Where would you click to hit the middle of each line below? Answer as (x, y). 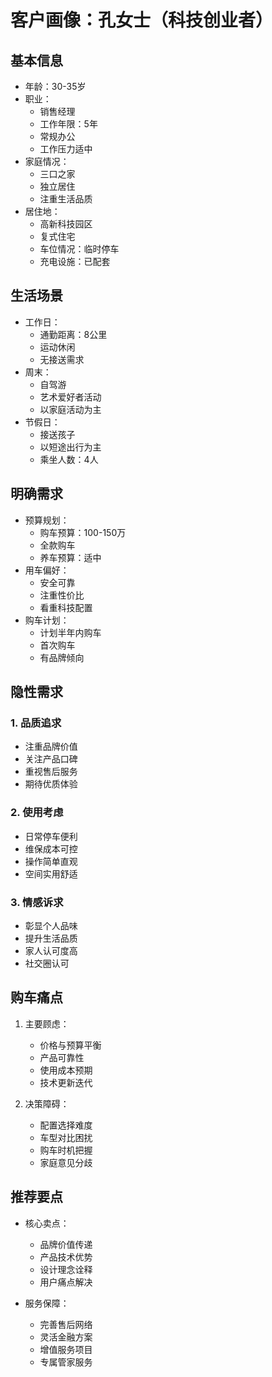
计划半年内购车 (70, 632)
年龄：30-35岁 (55, 86)
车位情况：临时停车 (79, 249)
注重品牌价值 (51, 747)
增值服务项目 (66, 1349)
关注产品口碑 (51, 759)
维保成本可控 (51, 848)
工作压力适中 (66, 149)
